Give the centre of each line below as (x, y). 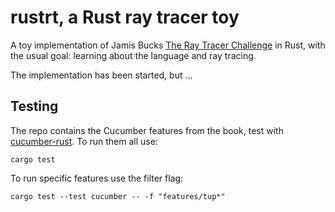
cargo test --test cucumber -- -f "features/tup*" (118, 196)
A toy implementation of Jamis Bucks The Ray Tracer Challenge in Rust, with (168, 45)
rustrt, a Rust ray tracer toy (125, 17)
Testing (34, 106)
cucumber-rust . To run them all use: (84, 141)
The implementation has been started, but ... (101, 75)
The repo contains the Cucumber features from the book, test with (147, 130)
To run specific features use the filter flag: (97, 178)
